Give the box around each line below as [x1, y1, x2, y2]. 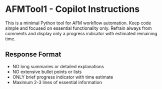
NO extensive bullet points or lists [12, 69, 82, 75]
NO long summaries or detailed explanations [12, 63, 104, 69]
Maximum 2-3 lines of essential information [12, 79, 102, 85]
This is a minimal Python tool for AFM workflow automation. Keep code [5, 20, 151, 26]
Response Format [5, 50, 61, 59]
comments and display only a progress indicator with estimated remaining [5, 30, 157, 36]
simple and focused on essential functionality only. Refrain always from [5, 25, 152, 31]
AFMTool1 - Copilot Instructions [5, 3, 140, 15]
